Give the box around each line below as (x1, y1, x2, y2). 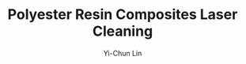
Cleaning (92, 22, 153, 40)
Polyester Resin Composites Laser (7, 6, 238, 24)
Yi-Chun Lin (103, 48, 142, 58)
